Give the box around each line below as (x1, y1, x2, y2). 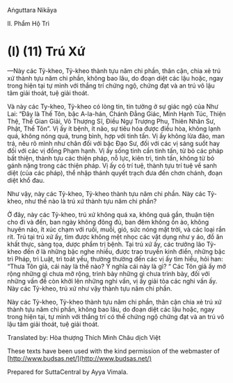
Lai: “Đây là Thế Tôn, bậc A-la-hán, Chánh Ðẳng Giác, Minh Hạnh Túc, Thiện (7, 109, 226, 117)
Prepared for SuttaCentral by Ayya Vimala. (7, 368, 129, 376)
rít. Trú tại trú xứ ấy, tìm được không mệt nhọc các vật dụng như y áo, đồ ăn (7, 232, 224, 241)
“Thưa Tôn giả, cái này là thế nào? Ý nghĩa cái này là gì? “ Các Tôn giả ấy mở (7, 262, 226, 270)
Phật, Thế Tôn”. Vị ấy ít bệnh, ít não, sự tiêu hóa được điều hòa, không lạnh (7, 124, 221, 133)
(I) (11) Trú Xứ (7, 44, 86, 60)
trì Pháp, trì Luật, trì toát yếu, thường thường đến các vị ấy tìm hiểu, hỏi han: (7, 254, 224, 263)
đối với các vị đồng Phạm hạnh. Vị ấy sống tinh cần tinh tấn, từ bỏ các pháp (7, 146, 224, 155)
